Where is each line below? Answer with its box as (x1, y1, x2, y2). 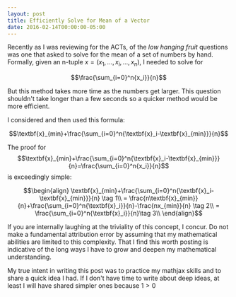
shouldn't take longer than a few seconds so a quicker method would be (7, 95, 218, 103)
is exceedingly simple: (7, 173, 72, 181)
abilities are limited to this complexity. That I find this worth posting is (7, 238, 208, 246)
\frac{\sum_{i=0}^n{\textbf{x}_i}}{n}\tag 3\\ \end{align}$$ (35, 209, 203, 218)
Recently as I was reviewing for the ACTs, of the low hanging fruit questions (7, 43, 228, 52)
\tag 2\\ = (192, 202, 220, 210)
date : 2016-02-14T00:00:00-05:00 (7, 23, 106, 30)
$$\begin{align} (23, 187, 69, 195)
